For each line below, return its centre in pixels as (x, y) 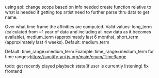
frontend (14, 71)
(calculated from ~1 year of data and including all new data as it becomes (78, 32)
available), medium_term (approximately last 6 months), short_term (72, 37)
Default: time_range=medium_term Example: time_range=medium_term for (79, 51)
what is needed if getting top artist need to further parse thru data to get (77, 12)
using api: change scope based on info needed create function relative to (78, 7)
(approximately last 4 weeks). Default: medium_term (57, 42)
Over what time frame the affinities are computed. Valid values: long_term (78, 27)
